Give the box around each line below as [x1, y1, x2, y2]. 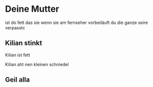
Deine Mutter [5, 3, 60, 15]
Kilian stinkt [5, 39, 43, 47]
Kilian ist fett [5, 52, 30, 58]
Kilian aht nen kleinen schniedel [5, 61, 69, 67]
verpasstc [5, 24, 25, 30]
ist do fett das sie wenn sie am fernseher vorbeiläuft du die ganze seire [5, 20, 148, 25]
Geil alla [5, 76, 30, 84]
